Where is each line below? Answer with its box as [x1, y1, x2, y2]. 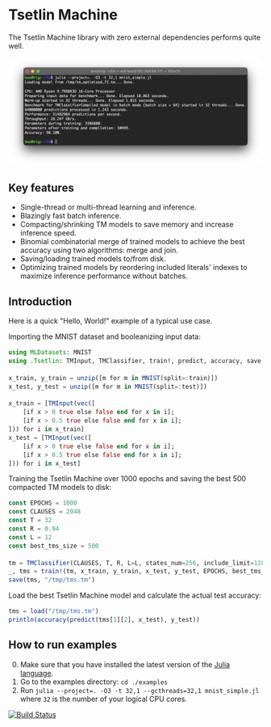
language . [19, 668, 54, 678]
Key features [8, 180, 74, 195]
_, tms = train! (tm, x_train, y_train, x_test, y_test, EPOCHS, [8, 568, 229, 576]
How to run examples [8, 638, 117, 652]
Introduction [8, 294, 73, 308]
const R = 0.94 [8, 525, 60, 533]
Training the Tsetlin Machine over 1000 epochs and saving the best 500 [8, 474, 247, 484]
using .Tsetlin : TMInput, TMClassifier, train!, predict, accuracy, [8, 357, 244, 366]
